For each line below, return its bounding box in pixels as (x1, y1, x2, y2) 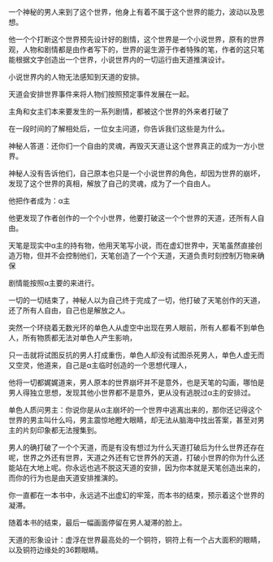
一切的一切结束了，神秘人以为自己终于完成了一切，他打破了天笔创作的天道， (8, 296, 265, 305)
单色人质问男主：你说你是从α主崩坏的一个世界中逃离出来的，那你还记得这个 (8, 405, 262, 414)
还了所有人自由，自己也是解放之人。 (8, 305, 130, 315)
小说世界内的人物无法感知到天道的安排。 (8, 72, 144, 81)
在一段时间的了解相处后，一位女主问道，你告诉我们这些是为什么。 (8, 124, 229, 133)
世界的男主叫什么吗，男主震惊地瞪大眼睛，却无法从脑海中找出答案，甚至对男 (8, 415, 265, 425)
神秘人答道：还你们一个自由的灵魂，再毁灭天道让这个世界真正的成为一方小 (8, 141, 258, 150)
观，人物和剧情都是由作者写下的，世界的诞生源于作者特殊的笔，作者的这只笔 (8, 45, 265, 54)
